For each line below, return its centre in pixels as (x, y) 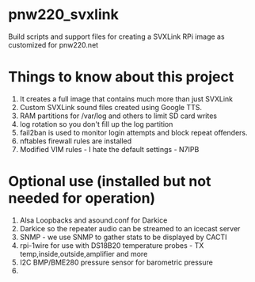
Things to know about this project (121, 77)
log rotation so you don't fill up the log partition (96, 124)
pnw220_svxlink (63, 15)
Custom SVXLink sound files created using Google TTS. (110, 107)
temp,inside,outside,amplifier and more (84, 253)
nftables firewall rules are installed (76, 141)
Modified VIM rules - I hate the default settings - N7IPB (109, 149)
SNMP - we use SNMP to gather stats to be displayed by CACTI (123, 237)
